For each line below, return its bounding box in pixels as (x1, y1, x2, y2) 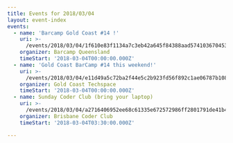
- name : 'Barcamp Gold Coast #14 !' (13, 29, 119, 37)
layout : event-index (7, 17, 67, 23)
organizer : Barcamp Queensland (19, 49, 110, 56)
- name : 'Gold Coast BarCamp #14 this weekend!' (13, 61, 157, 68)
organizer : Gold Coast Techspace (19, 81, 116, 88)
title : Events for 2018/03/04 (7, 10, 95, 17)
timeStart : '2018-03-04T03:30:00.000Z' (19, 119, 135, 126)
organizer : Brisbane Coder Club (19, 113, 113, 120)
